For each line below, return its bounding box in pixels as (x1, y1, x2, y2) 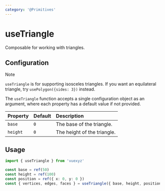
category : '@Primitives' (5, 7, 56, 12)
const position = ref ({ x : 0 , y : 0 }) (5, 176, 84, 181)
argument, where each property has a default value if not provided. (5, 101, 141, 107)
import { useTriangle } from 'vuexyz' (5, 159, 84, 164)
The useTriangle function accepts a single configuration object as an (5, 96, 145, 102)
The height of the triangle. (55, 129, 116, 136)
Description (55, 113, 84, 119)
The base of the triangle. (55, 121, 113, 128)
